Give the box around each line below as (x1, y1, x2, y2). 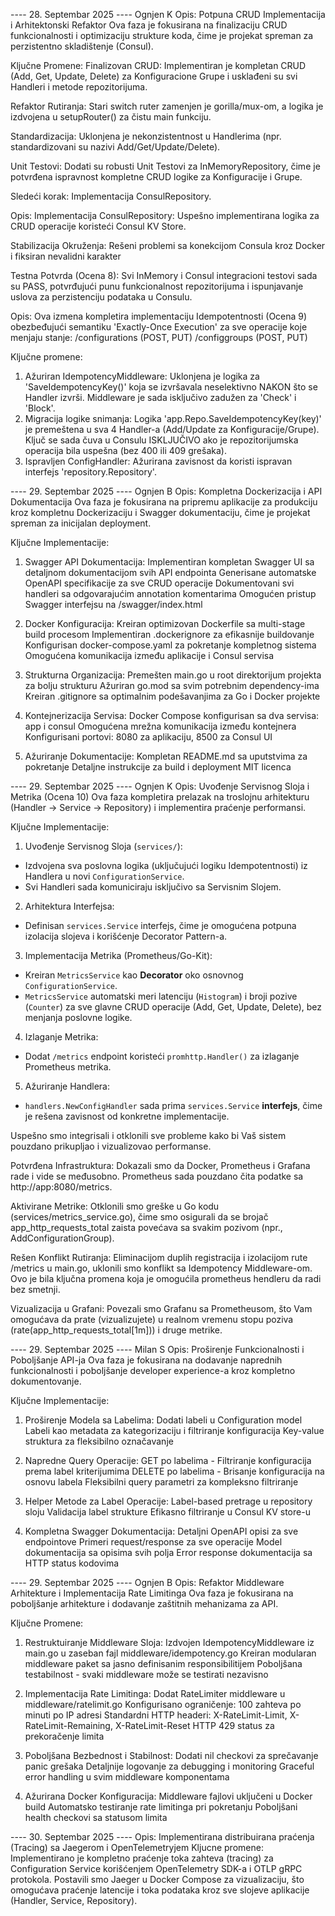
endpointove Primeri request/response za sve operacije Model (24, 1536, 283, 1548)
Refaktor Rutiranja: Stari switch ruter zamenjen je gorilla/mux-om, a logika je (10, 100, 324, 112)
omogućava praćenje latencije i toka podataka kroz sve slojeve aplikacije (10, 1884, 310, 1896)
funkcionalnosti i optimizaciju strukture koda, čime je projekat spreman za (10, 30, 314, 41)
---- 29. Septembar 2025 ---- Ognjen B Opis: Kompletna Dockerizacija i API (10, 485, 323, 497)
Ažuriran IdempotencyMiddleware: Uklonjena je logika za (24, 370, 260, 382)
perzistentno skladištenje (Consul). (10, 40, 154, 52)
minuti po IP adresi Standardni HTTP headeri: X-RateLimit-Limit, (24, 1709, 288, 1721)
